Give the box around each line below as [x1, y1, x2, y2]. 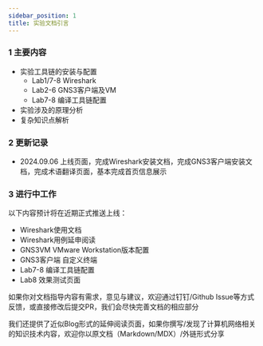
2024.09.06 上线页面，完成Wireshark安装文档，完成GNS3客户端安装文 [19, 157, 253, 166]
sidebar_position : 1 [8, 11, 77, 20]
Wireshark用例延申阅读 [19, 235, 96, 245]
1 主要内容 [8, 47, 47, 58]
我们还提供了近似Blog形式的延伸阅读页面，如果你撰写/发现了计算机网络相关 [8, 319, 257, 328]
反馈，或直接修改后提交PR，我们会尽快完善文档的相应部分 [8, 302, 199, 312]
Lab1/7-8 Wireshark [31, 75, 97, 85]
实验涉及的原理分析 [19, 105, 84, 114]
